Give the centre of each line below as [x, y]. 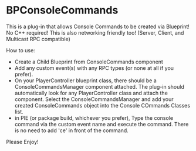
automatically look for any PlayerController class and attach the [91, 93]
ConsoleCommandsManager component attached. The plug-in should [99, 86]
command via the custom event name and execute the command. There [102, 124]
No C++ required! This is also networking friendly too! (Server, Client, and [95, 32]
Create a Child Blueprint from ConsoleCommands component [89, 62]
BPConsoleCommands [62, 10]
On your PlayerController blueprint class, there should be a [85, 80]
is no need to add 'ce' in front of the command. [72, 130]
